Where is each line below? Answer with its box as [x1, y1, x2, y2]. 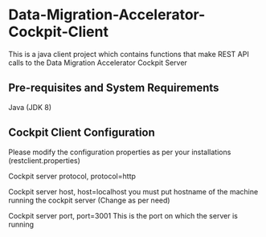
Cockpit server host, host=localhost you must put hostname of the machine [8, 186, 259, 196]
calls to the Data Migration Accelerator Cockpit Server [8, 58, 187, 67]
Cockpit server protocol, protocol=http [8, 171, 137, 181]
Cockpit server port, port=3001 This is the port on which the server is [8, 210, 239, 220]
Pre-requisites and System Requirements [8, 81, 219, 95]
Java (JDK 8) [8, 102, 52, 112]
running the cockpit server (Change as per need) [8, 195, 170, 205]
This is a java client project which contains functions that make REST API [8, 49, 249, 59]
